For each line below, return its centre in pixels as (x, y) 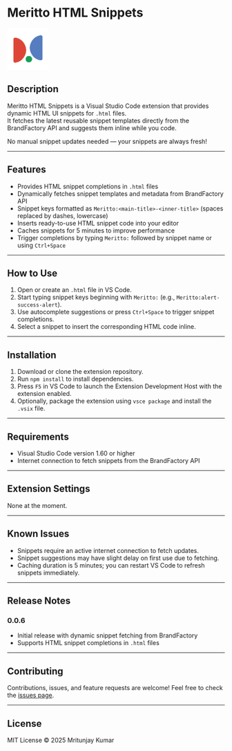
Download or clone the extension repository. (80, 372)
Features (27, 170)
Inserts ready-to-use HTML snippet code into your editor (98, 223)
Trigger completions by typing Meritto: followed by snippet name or (115, 237)
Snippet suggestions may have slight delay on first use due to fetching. (118, 558)
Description (33, 89)
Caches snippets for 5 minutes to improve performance (96, 230)
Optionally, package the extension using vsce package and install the (114, 401)
